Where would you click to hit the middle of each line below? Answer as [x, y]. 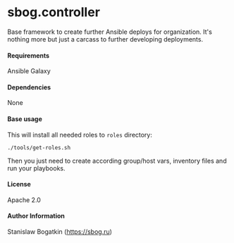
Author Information [36, 216]
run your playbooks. [36, 168]
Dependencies [29, 87]
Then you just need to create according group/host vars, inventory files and [117, 161]
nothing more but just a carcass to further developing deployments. [105, 39]
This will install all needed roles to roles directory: [80, 135]
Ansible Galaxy [29, 71]
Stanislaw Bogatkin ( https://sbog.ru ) [60, 231]
